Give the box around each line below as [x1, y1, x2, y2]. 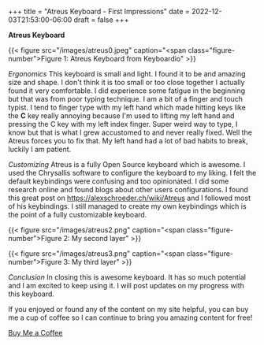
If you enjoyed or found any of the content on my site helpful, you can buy [8, 305, 249, 313]
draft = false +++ [73, 15, 129, 24]
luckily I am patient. [8, 145, 72, 154]
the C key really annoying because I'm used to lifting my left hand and [8, 111, 235, 121]
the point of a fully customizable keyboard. [8, 210, 147, 219]
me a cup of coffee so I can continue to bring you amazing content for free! [8, 313, 253, 322]
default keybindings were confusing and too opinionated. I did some [8, 176, 229, 186]
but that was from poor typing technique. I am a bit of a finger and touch [8, 95, 243, 103]
